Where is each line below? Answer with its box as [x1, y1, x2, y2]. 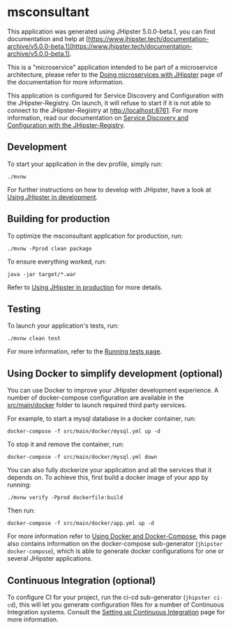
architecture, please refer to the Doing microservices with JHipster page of [7, 70, 223, 79]
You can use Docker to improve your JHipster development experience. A [7, 386, 219, 395]
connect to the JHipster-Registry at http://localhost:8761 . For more [7, 106, 199, 114]
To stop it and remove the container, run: [7, 440, 124, 448]
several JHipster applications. [7, 554, 93, 563]
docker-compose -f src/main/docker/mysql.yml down [7, 454, 158, 461]
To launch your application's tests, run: [7, 321, 119, 330]
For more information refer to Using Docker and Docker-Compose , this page [7, 532, 227, 540]
